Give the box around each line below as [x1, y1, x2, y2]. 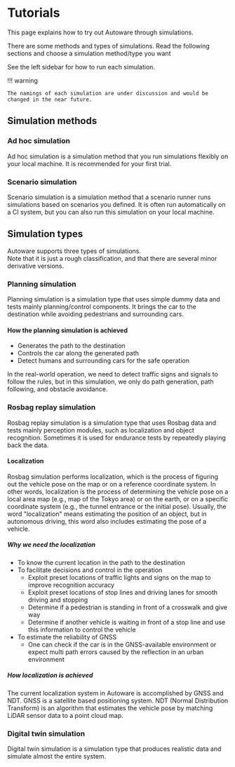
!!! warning [7, 76, 39, 85]
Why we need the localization [7, 541, 96, 549]
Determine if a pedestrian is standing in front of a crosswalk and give [27, 603, 228, 611]
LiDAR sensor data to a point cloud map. [7, 711, 124, 719]
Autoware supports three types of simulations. [7, 247, 142, 255]
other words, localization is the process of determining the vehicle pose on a [7, 487, 229, 496]
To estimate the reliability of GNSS [17, 632, 117, 641]
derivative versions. [7, 262, 65, 270]
